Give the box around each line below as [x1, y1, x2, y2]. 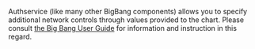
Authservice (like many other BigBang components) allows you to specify [8, 7, 248, 16]
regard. [8, 32, 32, 41]
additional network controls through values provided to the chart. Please [8, 15, 244, 24]
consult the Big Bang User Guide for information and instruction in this [8, 24, 238, 32]
